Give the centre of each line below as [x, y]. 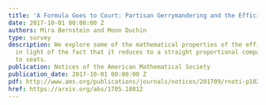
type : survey [30, 37]
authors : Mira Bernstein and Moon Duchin [78, 30]
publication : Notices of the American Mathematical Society [110, 67]
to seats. [31, 60]
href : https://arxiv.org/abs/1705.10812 [76, 89]
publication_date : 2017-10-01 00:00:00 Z [78, 74]
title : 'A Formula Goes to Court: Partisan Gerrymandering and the [122, 15]
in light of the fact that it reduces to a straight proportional [127, 52]
